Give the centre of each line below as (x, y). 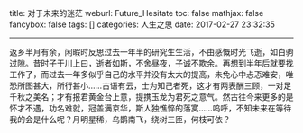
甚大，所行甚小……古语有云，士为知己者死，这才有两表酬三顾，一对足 (162, 85)
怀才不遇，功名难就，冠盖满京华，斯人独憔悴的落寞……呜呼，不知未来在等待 (151, 108)
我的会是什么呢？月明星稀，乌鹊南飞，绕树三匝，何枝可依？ (120, 119)
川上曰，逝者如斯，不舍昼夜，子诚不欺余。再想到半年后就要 (175, 63)
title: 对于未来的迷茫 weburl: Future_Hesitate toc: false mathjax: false (137, 13)
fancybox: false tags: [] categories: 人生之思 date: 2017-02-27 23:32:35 (142, 24)
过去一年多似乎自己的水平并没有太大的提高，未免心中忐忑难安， (167, 74)
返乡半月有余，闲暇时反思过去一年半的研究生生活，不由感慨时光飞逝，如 (143, 52)
